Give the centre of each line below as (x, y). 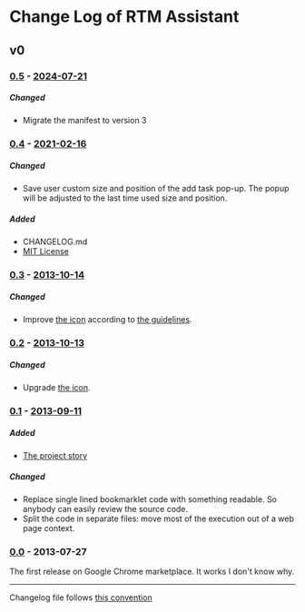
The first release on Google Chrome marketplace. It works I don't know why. (152, 572)
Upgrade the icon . (56, 388)
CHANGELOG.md (55, 242)
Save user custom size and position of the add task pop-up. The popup (156, 189)
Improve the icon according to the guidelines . (107, 320)
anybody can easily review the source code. (105, 508)
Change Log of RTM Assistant (124, 17)
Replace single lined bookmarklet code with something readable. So (150, 499)
